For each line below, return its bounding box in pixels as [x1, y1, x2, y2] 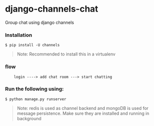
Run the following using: [5, 86, 64, 92]
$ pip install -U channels [5, 43, 60, 48]
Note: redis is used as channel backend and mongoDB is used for [17, 105, 149, 111]
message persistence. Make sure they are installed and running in [17, 110, 150, 116]
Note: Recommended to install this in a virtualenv [17, 51, 115, 57]
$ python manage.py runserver [5, 96, 67, 102]
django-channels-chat [5, 3, 98, 15]
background [17, 115, 41, 121]
